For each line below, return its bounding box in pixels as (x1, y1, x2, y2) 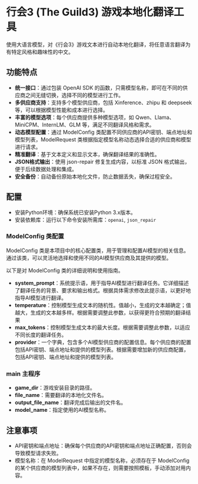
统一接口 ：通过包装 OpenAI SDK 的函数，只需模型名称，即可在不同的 (14, 84, 183, 91)
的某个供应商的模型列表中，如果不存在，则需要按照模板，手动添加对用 (14, 464, 186, 471)
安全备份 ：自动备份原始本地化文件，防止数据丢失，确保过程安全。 (14, 173, 176, 180)
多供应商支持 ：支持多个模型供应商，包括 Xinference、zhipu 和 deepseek (14, 99, 192, 106)
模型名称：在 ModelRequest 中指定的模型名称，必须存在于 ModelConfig (14, 457, 190, 464)
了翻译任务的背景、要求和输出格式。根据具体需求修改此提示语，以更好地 (14, 286, 191, 293)
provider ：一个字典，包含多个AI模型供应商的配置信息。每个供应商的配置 (14, 338, 191, 346)
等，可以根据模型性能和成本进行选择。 (14, 106, 108, 113)
